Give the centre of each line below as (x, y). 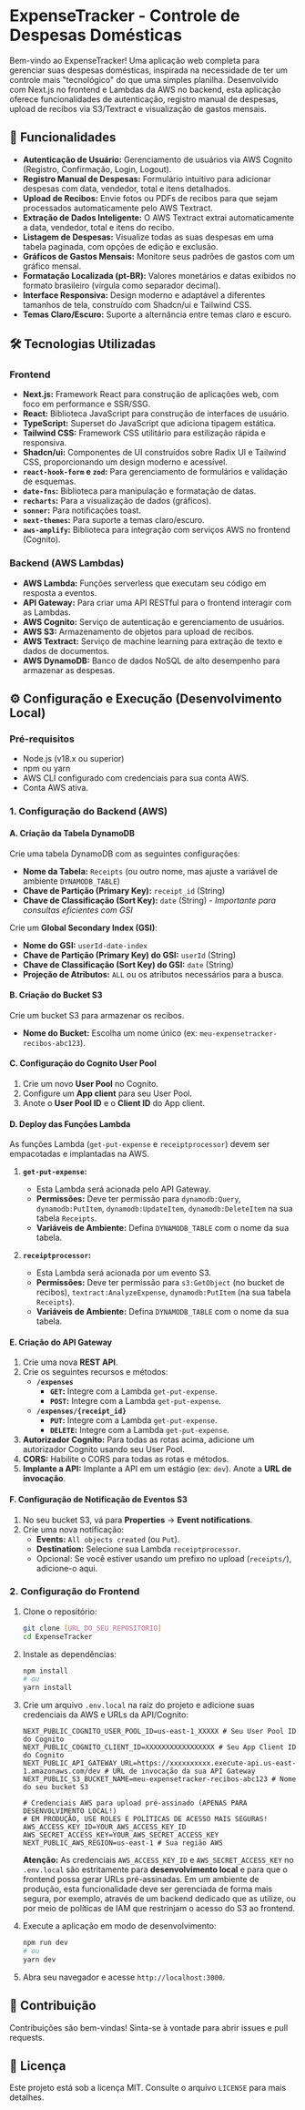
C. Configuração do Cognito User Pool (83, 1063)
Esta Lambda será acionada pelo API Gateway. (123, 1189)
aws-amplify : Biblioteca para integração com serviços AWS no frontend (157, 530)
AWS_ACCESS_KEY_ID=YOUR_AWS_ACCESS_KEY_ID (104, 1828)
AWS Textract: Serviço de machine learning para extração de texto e (152, 641)
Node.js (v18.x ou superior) (73, 759)
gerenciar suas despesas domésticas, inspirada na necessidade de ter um (149, 70)
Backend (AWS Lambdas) (67, 563)
